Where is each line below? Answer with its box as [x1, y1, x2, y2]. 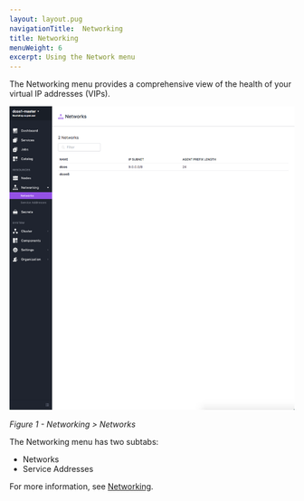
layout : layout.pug [9, 14, 83, 24]
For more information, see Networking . [9, 480, 154, 492]
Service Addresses [22, 463, 94, 474]
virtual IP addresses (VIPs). [9, 89, 110, 99]
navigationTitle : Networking [9, 24, 124, 33]
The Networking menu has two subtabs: [9, 436, 159, 447]
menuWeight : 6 [9, 43, 63, 52]
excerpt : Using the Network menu [9, 52, 136, 62]
